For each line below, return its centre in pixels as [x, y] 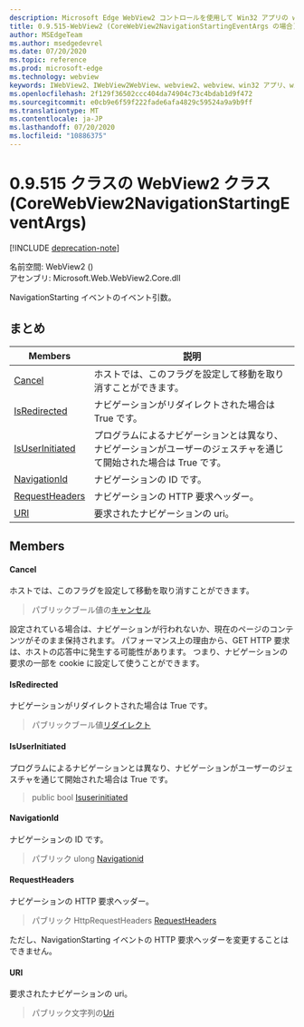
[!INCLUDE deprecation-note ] [65, 248]
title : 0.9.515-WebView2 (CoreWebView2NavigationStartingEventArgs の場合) [153, 26]
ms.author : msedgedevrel [56, 43]
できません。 [33, 951]
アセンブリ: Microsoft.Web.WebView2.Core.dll [95, 278]
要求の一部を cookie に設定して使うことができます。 [107, 663]
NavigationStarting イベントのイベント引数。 [93, 297]
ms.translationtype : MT [54, 111]
